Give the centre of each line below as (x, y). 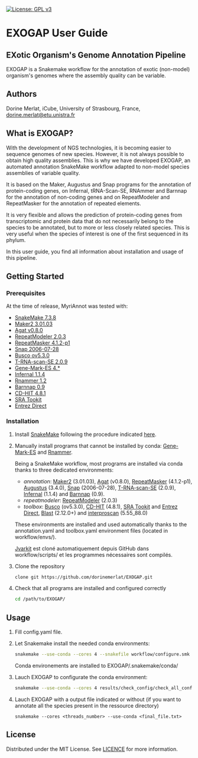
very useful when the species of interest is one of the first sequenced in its (97, 234)
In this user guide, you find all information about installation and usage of (95, 251)
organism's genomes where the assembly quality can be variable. (86, 75)
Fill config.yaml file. (38, 632)
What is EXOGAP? (40, 133)
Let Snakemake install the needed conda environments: (82, 644)
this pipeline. (22, 257)
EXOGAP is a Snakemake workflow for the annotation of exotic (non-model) (98, 69)
